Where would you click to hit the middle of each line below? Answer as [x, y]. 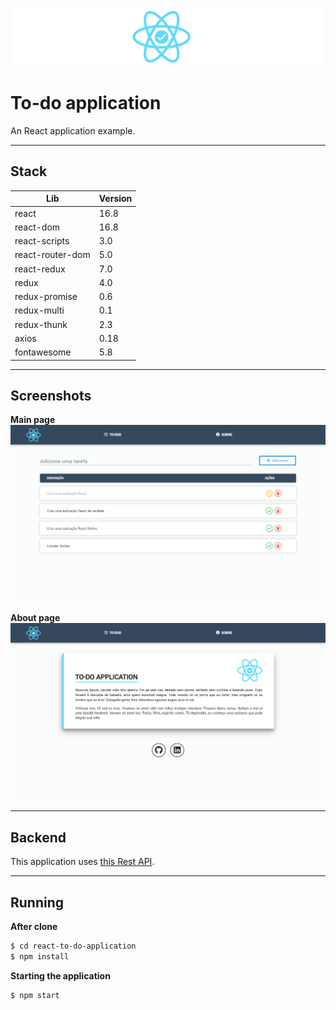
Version [115, 199]
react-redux [40, 269]
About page [35, 618]
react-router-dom [52, 255]
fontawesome [43, 352]
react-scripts [42, 241]
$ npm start [35, 995]
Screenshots [51, 395]
